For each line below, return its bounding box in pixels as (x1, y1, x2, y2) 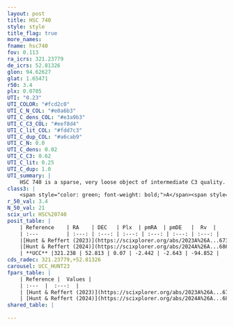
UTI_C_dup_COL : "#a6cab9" (7, 133, 82, 140)
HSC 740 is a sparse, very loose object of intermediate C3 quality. (19, 178, 226, 185)
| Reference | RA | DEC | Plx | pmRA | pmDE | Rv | (19, 224, 217, 231)
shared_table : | (7, 302, 54, 309)
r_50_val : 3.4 (7, 198, 49, 205)
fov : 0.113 (7, 49, 39, 56)
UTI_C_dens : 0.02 (7, 146, 58, 153)
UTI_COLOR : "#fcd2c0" (7, 101, 70, 108)
